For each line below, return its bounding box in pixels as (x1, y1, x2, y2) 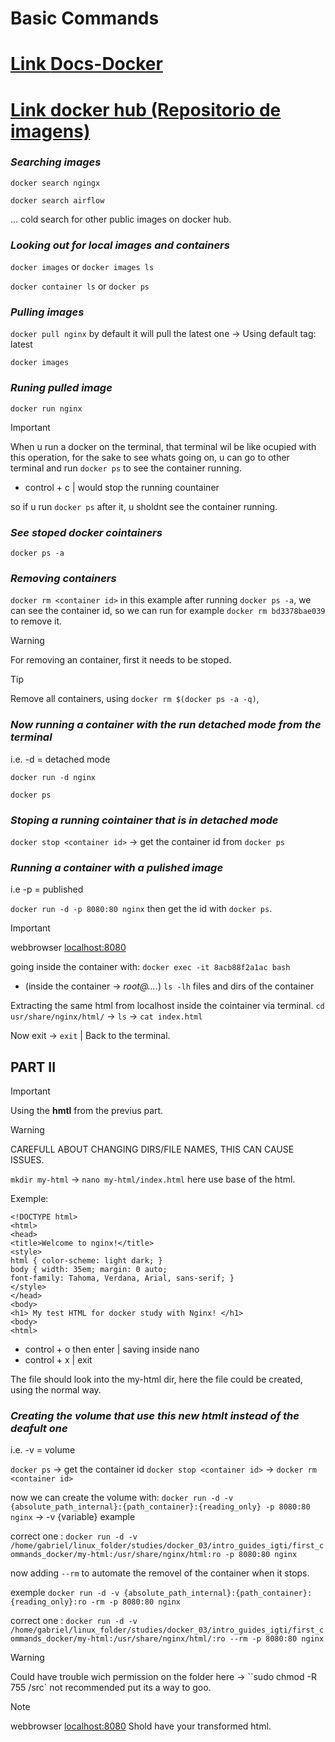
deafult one (10, 1421, 68, 1435)
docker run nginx (10, 403, 83, 414)
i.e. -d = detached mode (10, 753, 111, 765)
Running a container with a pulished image (10, 860, 224, 874)
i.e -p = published (10, 883, 84, 896)
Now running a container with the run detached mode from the (10, 718, 322, 732)
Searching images (10, 155, 102, 169)
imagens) (10, 120, 91, 142)
